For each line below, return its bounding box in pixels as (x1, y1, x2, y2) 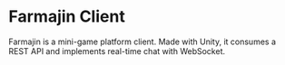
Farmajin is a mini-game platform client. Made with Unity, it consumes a (8, 36, 276, 47)
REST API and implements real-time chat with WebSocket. (8, 45, 226, 56)
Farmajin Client (8, 6, 126, 27)
